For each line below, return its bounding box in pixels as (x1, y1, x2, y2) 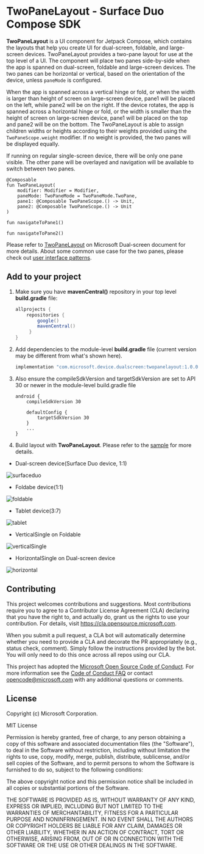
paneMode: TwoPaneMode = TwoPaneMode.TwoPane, (17, 192, 138, 199)
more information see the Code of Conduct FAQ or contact (6, 669, 153, 676)
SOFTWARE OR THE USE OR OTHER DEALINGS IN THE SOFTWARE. (6, 841, 177, 849)
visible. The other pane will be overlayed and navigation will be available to (6, 158, 194, 166)
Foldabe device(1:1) (15, 483, 64, 491)
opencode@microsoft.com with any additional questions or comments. (6, 676, 184, 683)
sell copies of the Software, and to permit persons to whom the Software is (6, 759, 195, 767)
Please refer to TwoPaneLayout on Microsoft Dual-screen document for (6, 241, 186, 248)
